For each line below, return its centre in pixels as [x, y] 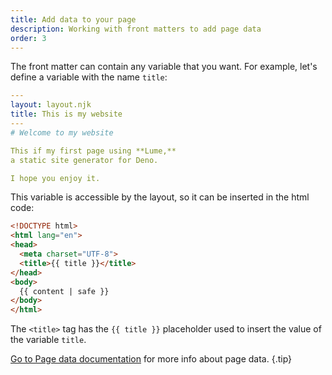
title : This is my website [66, 114]
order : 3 [28, 38]
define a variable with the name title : [89, 77]
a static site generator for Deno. [84, 160]
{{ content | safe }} [64, 291]
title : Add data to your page [73, 19]
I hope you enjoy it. [55, 178]
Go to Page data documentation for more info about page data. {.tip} [151, 359]
